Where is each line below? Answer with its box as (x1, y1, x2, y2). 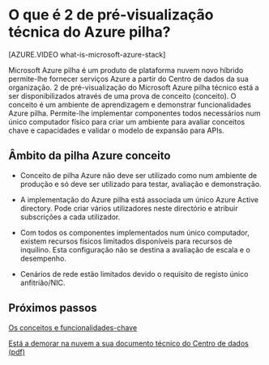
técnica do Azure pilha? (8, 23, 171, 41)
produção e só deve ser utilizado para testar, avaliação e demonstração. (19, 179, 262, 189)
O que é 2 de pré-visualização (8, 6, 214, 24)
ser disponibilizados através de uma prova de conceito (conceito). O (8, 91, 237, 100)
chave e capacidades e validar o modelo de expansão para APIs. (8, 125, 224, 135)
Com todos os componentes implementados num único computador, (19, 227, 250, 237)
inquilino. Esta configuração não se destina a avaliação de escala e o (19, 244, 251, 254)
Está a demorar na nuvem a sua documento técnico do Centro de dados (8, 338, 249, 348)
